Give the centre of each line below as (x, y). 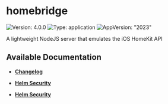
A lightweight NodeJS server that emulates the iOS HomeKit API (84, 38)
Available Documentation (54, 57)
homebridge (37, 11)
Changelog (29, 71)
